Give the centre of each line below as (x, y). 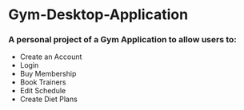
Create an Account (51, 57)
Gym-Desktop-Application (98, 15)
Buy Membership (48, 74)
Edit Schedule (43, 91)
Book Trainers (43, 82)
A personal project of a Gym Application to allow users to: (123, 40)
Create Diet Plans (48, 99)
